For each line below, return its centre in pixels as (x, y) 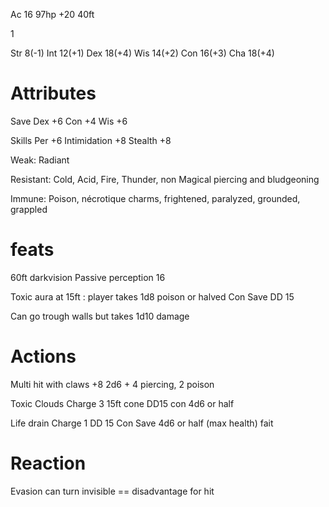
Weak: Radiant (40, 160)
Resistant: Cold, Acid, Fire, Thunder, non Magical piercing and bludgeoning (165, 179)
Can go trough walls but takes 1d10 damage (100, 316)
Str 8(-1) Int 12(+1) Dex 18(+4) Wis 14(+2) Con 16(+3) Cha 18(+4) (142, 53)
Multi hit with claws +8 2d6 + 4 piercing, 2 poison (112, 384)
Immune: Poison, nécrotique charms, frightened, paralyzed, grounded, (155, 198)
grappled (29, 209)
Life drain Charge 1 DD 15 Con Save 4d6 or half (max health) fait (142, 423)
